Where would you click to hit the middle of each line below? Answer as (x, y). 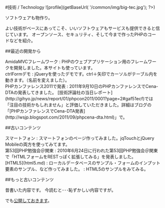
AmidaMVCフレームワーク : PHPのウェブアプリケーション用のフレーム (76, 62)
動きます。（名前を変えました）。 (37, 80)
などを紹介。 (22, 41)
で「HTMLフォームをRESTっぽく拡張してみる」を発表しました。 (71, 157)
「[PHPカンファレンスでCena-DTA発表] (45, 111)
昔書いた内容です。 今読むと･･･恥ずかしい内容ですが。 (61, 190)
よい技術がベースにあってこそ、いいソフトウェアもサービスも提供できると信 (82, 28)
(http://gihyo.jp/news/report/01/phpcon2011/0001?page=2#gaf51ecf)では (79, 99)
